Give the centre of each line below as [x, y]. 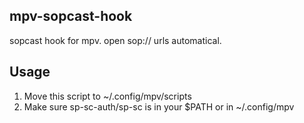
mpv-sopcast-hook [71, 16]
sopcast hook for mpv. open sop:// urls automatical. [115, 40]
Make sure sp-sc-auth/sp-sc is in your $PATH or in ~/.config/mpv [159, 106]
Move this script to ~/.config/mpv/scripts [107, 96]
